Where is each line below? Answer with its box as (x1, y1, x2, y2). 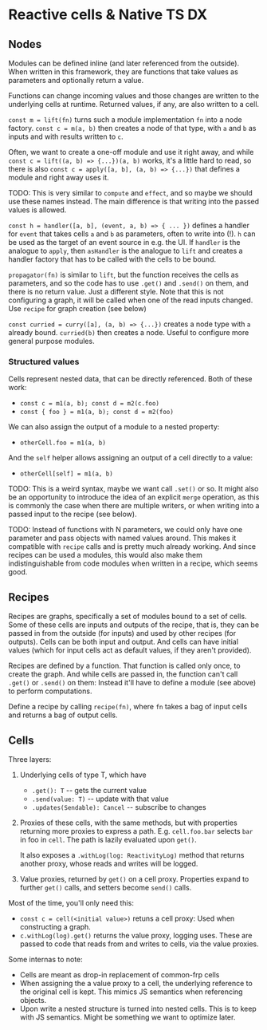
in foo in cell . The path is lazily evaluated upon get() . (19, 835, 197, 844)
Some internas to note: (8, 954, 84, 964)
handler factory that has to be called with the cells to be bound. (8, 255, 217, 264)
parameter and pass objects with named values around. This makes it (8, 533, 237, 543)
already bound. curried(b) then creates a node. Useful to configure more (8, 328, 249, 337)
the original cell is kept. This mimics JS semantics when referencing (19, 987, 243, 996)
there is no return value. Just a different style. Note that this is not (8, 287, 225, 296)
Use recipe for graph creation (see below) (8, 304, 147, 313)
